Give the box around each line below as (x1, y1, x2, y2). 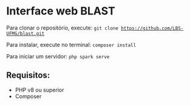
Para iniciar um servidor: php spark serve (6, 52, 110, 60)
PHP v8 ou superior (15, 86, 64, 93)
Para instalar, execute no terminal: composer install (6, 41, 137, 48)
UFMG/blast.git (6, 30, 45, 37)
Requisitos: (6, 70, 50, 81)
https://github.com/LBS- (121, 25, 184, 31)
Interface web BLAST (6, 4, 115, 18)
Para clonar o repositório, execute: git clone (6, 24, 118, 31)
